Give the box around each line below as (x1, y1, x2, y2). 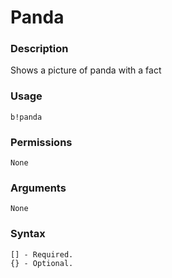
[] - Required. (10, 249, 74, 260)
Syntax (10, 227, 46, 241)
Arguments (10, 181, 67, 195)
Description (10, 42, 69, 56)
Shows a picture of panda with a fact (10, 64, 162, 76)
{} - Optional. (10, 258, 74, 268)
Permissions (10, 135, 73, 149)
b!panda (10, 112, 43, 122)
